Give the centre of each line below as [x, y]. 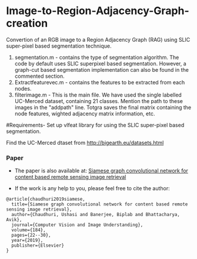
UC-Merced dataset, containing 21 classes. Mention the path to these [99, 101]
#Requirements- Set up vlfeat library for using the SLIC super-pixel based [95, 125]
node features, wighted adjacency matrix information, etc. [85, 114]
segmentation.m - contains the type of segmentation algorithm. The [97, 57]
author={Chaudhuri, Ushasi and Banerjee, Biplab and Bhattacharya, [96, 215]
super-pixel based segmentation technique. [59, 46]
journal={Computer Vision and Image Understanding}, [77, 225]
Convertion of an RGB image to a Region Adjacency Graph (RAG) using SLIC [98, 39]
